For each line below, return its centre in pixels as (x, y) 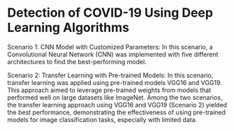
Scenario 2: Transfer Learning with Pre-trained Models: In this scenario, (110, 75)
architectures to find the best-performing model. (77, 61)
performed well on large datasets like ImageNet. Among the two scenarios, (115, 97)
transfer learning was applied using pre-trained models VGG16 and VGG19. (115, 82)
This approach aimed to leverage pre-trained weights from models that (109, 90)
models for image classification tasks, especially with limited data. (102, 119)
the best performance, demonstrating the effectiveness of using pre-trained (116, 112)
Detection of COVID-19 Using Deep (110, 13)
